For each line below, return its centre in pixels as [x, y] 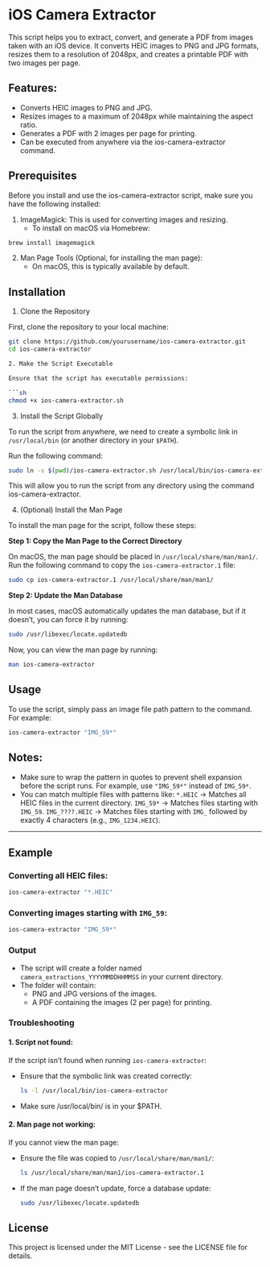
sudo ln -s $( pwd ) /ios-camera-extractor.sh [82, 470]
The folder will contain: [58, 985]
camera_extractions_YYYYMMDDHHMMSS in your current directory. [121, 976]
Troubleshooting [41, 1023]
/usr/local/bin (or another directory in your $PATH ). [94, 440]
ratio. [29, 125]
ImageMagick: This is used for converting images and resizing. [124, 219]
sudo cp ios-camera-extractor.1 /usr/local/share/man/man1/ [111, 580]
